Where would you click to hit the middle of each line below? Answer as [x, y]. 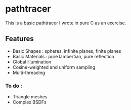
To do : [14, 86]
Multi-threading [29, 72]
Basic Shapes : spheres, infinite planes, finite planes [67, 51]
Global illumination [32, 62]
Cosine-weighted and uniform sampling [54, 67]
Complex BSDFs [29, 102]
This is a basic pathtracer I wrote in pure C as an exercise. [66, 23]
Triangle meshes [30, 97]
